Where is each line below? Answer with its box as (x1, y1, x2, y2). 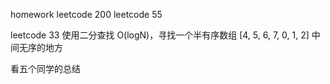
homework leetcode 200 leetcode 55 (10, 9, 163, 20)
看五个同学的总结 (10, 63, 81, 74)
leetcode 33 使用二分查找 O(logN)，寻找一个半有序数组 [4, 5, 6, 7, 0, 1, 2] (10, 29, 310, 41)
